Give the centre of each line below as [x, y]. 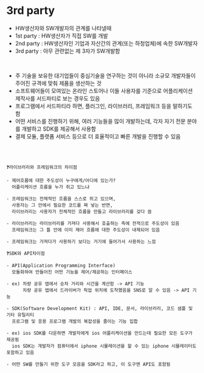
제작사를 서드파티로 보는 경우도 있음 [58, 98]
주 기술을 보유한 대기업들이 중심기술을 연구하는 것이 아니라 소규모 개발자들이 [105, 75]
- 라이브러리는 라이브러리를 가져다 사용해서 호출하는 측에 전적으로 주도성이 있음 [93, 223]
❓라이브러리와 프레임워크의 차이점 [42, 167]
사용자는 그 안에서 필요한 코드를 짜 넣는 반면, [62, 205]
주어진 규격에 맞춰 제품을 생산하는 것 [58, 83]
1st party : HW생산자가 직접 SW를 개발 [62, 36]
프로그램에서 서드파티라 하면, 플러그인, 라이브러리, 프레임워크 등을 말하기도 [104, 106]
